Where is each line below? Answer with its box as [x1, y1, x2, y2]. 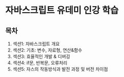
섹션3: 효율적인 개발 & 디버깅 [12, 54, 70, 59]
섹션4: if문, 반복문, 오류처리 [12, 60, 68, 66]
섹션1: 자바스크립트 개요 [12, 41, 60, 47]
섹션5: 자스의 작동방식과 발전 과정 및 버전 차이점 [12, 66, 108, 72]
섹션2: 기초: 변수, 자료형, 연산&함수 [12, 47, 83, 53]
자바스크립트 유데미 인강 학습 [5, 5, 119, 16]
